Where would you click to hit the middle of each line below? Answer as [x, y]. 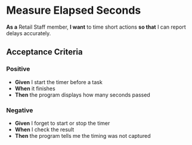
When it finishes [35, 88]
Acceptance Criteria [44, 52]
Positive [18, 69]
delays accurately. [29, 33]
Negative [20, 110]
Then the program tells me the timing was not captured [83, 135]
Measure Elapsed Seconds [74, 10]
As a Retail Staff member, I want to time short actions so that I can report [96, 27]
